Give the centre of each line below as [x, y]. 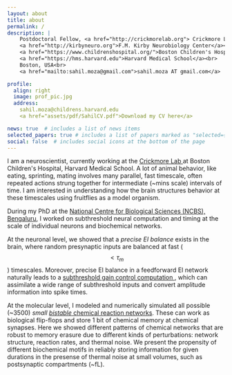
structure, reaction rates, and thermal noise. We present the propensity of [112, 342]
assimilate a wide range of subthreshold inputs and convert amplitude [106, 285]
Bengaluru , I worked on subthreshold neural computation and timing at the [113, 219]
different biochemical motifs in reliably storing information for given [103, 349]
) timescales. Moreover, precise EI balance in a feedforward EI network [108, 270]
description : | [29, 33]
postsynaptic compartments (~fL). [56, 365]
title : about [26, 20]
